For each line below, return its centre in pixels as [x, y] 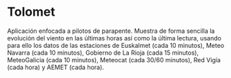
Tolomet [31, 12]
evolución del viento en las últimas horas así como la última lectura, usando [114, 38]
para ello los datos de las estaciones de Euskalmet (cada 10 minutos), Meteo [116, 45]
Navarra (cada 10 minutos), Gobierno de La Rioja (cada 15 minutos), [103, 53]
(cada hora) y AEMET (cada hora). [56, 67]
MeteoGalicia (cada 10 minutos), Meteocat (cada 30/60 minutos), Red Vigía [114, 60]
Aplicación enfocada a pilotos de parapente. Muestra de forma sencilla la [111, 31]
